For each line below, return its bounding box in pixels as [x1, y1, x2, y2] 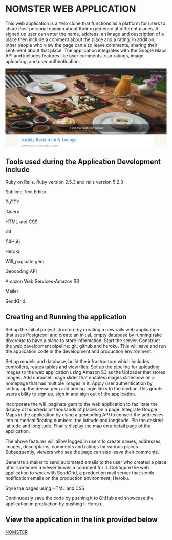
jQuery [5, 209, 19, 215]
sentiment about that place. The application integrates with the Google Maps [5, 47, 167, 53]
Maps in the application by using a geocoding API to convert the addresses [5, 411, 164, 418]
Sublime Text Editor [5, 189, 47, 195]
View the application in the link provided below [5, 515, 158, 524]
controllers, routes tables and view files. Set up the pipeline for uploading [5, 364, 160, 370]
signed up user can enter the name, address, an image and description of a [5, 31, 164, 37]
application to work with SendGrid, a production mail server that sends [5, 470, 155, 476]
